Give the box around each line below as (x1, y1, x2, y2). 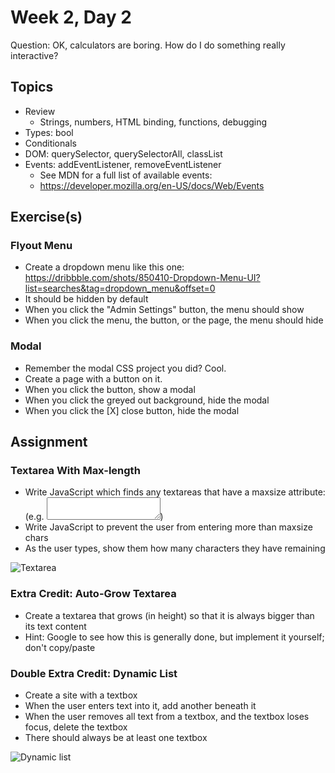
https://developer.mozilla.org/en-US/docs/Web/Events (39, 179, 265, 191)
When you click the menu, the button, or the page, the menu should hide (24, 314, 324, 326)
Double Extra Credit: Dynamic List (10, 666, 178, 680)
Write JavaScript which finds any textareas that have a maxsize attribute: (24, 486, 326, 498)
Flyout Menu (10, 239, 73, 253)
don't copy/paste (24, 641, 96, 653)
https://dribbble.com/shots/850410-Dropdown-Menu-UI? (24, 272, 261, 284)
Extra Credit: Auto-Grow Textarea (10, 587, 177, 601)
